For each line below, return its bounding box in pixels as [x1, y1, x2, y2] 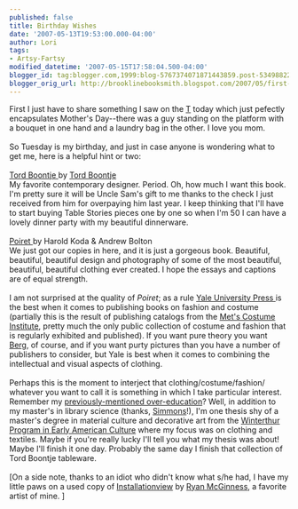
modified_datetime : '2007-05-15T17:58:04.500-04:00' [9, 63, 208, 72]
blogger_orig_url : [9, 79, 77, 88]
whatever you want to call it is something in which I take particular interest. [9, 386, 282, 397]
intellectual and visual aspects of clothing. [9, 358, 163, 369]
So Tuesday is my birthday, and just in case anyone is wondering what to [9, 141, 275, 152]
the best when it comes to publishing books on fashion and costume [9, 301, 259, 312]
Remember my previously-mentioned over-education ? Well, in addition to [9, 396, 277, 407]
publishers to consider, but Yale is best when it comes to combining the [9, 348, 271, 360]
